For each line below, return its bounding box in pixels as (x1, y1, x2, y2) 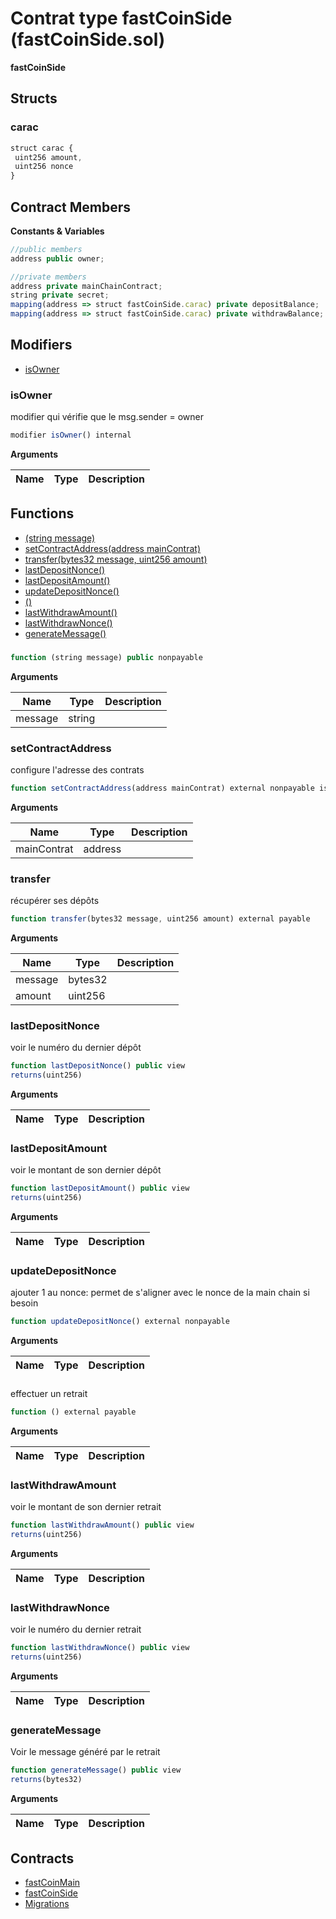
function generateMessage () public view (10, 1765, 182, 1776)
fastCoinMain (24, 1877, 81, 1889)
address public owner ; (10, 253, 105, 264)
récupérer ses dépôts (10, 895, 100, 907)
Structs (10, 90, 58, 107)
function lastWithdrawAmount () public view (10, 1520, 195, 1531)
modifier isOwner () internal (10, 430, 132, 441)
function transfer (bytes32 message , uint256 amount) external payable (10, 914, 311, 924)
